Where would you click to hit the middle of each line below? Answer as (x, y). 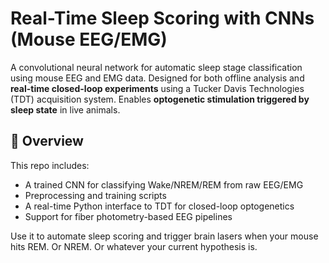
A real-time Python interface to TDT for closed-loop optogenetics (159, 206)
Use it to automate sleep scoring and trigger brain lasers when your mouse (164, 236)
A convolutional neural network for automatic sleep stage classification (156, 67)
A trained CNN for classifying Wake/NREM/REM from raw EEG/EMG (164, 184)
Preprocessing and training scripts (95, 195)
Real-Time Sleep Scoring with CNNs (162, 18)
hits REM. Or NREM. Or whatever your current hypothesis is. (134, 246)
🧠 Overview (47, 141)
